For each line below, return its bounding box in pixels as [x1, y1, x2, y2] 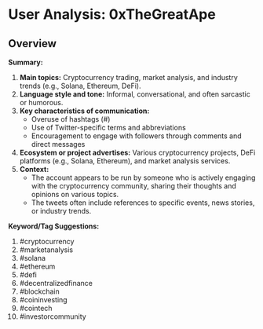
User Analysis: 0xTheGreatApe [8, 5, 216, 24]
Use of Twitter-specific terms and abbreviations [31, 123, 186, 132]
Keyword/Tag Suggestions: [8, 221, 100, 231]
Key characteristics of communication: [19, 106, 150, 115]
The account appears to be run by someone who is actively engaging [31, 173, 256, 182]
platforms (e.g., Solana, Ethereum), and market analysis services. [19, 156, 231, 166]
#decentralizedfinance [19, 279, 93, 287]
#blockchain [19, 287, 60, 296]
